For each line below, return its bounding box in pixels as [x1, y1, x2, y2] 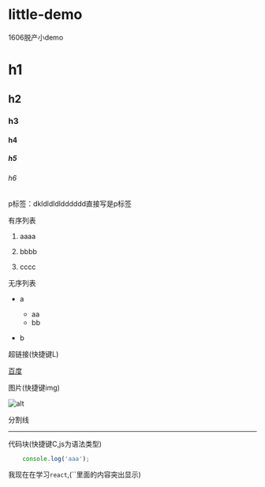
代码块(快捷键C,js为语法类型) [8, 439, 103, 448]
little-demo [8, 6, 83, 24]
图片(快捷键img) [8, 383, 61, 392]
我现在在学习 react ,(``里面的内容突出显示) [8, 470, 142, 479]
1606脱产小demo [8, 32, 64, 42]
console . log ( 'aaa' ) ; [22, 455, 90, 463]
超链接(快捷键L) [8, 349, 59, 358]
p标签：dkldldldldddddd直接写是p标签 [8, 199, 132, 208]
